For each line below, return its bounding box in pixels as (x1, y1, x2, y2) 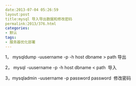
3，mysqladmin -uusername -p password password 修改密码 (5, 75, 131, 81)
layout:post (5, 12, 30, 17)
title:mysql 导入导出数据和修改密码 (5, 16, 73, 21)
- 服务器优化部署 (5, 40, 36, 45)
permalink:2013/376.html (5, 21, 56, 26)
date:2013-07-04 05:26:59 (5, 7, 58, 12)
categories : (5, 26, 30, 31)
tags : (5, 35, 16, 40)
